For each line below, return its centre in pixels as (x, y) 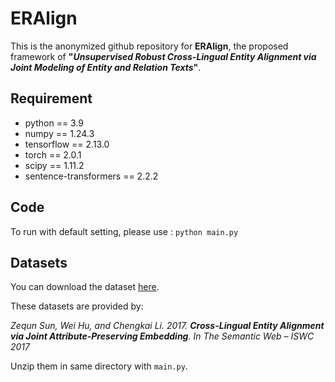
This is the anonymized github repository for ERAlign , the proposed (149, 46)
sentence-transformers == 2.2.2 (91, 176)
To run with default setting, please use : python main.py (124, 231)
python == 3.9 (54, 123)
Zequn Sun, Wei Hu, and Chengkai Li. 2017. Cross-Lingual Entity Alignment (167, 326)
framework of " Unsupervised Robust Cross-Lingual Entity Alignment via (163, 56)
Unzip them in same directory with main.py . (99, 366)
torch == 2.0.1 (53, 154)
